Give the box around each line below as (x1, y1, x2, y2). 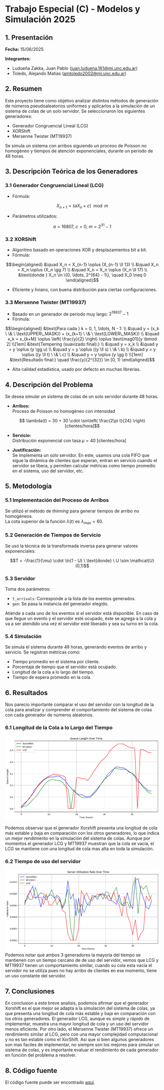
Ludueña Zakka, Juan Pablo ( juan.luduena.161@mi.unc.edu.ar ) (12, 65, 138, 71)
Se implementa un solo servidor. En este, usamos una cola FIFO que (12, 452, 150, 459)
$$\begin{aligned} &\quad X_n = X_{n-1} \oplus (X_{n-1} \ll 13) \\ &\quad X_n (5, 262, 159, 267)
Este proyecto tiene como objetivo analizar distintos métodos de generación (5, 97, 159, 103)
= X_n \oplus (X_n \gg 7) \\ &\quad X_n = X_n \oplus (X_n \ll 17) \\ (17, 267, 148, 273)
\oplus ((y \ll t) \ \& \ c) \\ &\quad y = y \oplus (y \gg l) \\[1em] (21, 352, 143, 358)
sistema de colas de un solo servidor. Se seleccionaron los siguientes (5, 108, 145, 114)
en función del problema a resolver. (5, 1052, 77, 1058)
